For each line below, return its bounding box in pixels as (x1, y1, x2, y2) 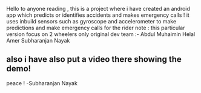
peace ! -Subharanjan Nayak (6, 79, 77, 86)
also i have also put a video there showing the (6, 54, 182, 65)
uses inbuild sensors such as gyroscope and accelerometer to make (6, 18, 177, 25)
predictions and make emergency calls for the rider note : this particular (6, 24, 185, 31)
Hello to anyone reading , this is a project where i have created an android (6, 5, 191, 12)
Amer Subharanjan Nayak (6, 37, 70, 44)
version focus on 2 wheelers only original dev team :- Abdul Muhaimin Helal (6, 31, 196, 38)
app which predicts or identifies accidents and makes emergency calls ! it (6, 11, 189, 19)
